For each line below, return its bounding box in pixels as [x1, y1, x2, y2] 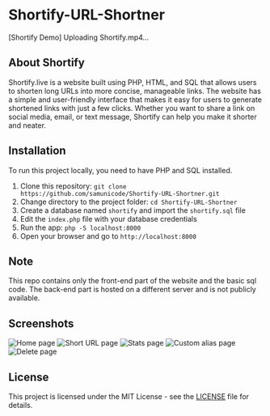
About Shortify [8, 56, 85, 70]
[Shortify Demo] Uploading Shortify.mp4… [8, 32, 150, 42]
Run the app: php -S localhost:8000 [19, 223, 141, 232]
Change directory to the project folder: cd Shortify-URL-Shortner [19, 197, 238, 206]
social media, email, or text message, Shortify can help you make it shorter [8, 112, 257, 121]
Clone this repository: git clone [19, 180, 127, 191]
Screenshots [8, 316, 74, 330]
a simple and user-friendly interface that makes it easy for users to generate [8, 95, 263, 104]
